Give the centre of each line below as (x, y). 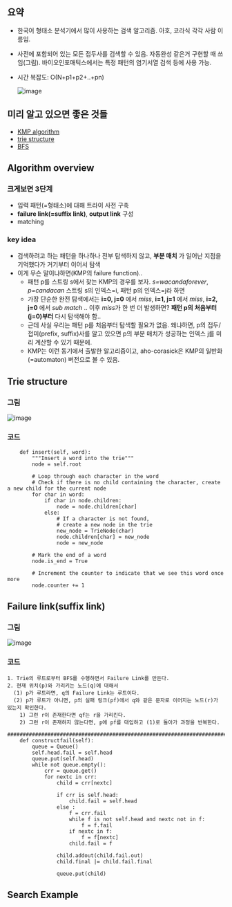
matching (30, 222)
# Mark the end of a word (69, 555)
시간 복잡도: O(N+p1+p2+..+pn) (61, 77)
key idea (22, 239)
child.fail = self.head (103, 801)
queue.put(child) (81, 874)
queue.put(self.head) (63, 759)
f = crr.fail (88, 813)
